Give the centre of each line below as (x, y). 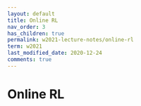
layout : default (31, 14)
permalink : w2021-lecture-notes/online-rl (70, 40)
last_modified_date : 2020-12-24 (55, 53)
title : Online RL (33, 20)
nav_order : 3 (26, 27)
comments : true (30, 60)
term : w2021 (25, 46)
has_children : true (36, 33)
